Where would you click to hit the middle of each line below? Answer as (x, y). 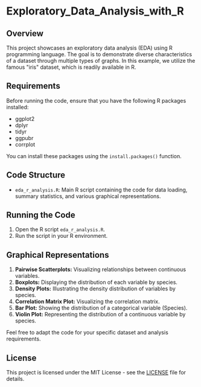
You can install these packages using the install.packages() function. (94, 156)
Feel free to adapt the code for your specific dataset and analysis (88, 333)
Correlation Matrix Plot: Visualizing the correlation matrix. (87, 302)
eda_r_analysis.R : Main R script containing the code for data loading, (101, 190)
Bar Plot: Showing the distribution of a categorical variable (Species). (101, 308)
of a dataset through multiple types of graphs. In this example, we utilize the (101, 61)
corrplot (25, 144)
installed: (18, 107)
